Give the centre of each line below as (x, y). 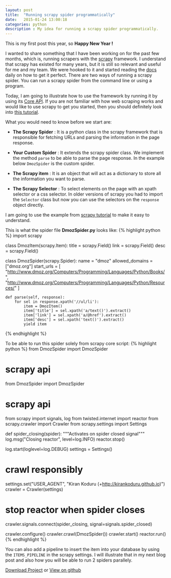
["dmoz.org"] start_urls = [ (33, 267)
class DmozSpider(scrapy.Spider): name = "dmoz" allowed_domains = (79, 261)
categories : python (26, 24)
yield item (35, 324)
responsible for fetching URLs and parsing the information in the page (86, 137)
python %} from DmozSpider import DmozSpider (57, 349)
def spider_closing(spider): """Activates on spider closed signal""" (75, 434)
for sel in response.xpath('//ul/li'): (57, 302)
